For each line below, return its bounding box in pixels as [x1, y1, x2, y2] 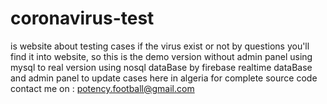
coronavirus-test [10, 7, 155, 30]
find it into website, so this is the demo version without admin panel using [10, 50, 313, 62]
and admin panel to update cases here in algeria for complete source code [10, 72, 318, 84]
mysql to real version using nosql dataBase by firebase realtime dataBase [10, 61, 313, 73]
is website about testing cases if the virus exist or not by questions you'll [10, 40, 310, 52]
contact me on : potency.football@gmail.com [10, 82, 195, 94]
